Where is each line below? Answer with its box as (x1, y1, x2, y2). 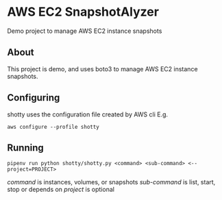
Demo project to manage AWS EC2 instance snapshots (7, 27, 162, 35)
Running (7, 142, 45, 153)
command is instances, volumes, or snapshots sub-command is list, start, (7, 178, 216, 186)
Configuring (7, 92, 60, 103)
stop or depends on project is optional (7, 186, 115, 194)
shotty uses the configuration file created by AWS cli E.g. (7, 110, 169, 118)
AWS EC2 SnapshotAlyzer (7, 4, 160, 20)
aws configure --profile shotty (7, 123, 99, 130)
